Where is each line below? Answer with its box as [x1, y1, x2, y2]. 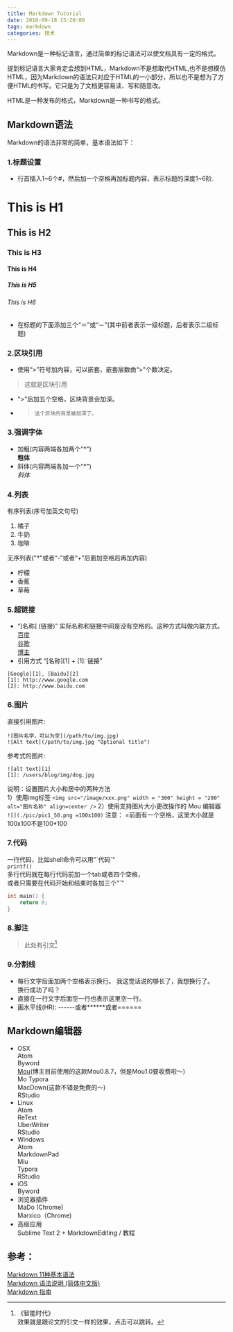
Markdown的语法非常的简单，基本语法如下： [7, 138, 135, 147]
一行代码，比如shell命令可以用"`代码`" [7, 855, 116, 863]
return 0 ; [19, 899, 49, 906]
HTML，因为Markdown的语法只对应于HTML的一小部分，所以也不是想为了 [7, 73, 218, 81]
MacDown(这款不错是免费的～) [17, 1083, 106, 1091]
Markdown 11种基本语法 [7, 1270, 75, 1279]
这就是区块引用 [24, 380, 67, 389]
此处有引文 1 [24, 939, 58, 949]
